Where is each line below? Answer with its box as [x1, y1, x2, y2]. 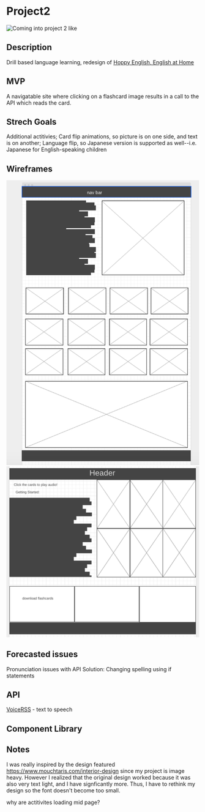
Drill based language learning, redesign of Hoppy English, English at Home [6, 58, 195, 65]
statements [6, 672, 35, 679]
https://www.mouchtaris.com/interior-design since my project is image [6, 767, 185, 775]
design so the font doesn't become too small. [6, 786, 121, 794]
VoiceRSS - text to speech [6, 706, 73, 713]
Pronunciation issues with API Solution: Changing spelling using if [6, 665, 172, 672]
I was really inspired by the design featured [6, 761, 115, 768]
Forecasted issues [6, 649, 78, 660]
